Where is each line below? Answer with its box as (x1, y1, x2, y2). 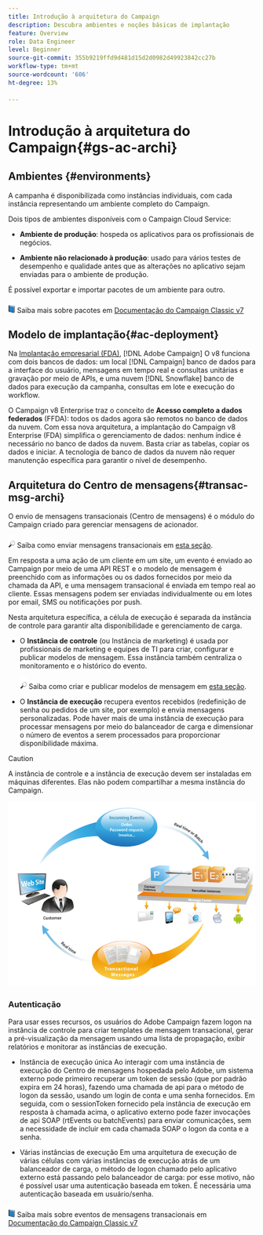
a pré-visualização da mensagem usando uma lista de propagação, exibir (8, 1033, 246, 1043)
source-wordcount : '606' (8, 71, 89, 78)
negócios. (19, 238, 53, 247)
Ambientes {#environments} (8, 169, 152, 184)
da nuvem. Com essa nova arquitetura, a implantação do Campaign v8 (8, 422, 236, 432)
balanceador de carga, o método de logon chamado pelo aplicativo (19, 1164, 237, 1173)
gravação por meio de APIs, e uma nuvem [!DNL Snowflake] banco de (8, 373, 235, 384)
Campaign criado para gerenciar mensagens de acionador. (8, 520, 199, 530)
